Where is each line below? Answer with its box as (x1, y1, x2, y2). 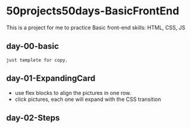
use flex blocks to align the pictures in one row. (14, 89, 132, 96)
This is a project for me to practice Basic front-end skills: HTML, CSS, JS (6, 24, 186, 31)
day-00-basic (6, 41, 59, 51)
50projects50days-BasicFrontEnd (6, 4, 180, 18)
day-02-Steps (6, 112, 60, 123)
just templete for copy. (6, 57, 68, 63)
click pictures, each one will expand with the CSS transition (14, 96, 162, 103)
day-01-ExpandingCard (6, 73, 96, 84)
